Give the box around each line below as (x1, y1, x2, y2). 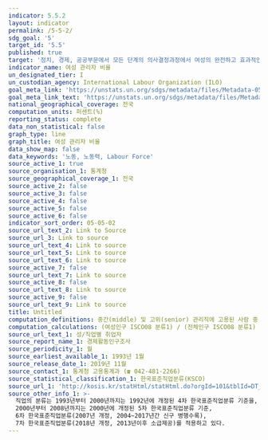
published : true (8, 49, 62, 57)
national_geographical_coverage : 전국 (8, 100, 134, 108)
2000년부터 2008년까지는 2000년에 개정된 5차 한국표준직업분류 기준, (15, 404, 213, 413)
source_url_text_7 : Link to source (8, 271, 127, 279)
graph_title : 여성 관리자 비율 (8, 137, 100, 146)
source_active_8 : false (8, 278, 88, 287)
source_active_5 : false (8, 204, 88, 212)
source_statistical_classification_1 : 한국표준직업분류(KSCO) (8, 375, 206, 383)
